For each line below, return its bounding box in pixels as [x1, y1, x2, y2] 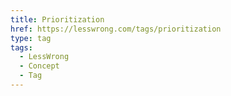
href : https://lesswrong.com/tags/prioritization [10, 24, 222, 34]
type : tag [10, 33, 52, 43]
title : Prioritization [10, 14, 105, 25]
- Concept [19, 61, 60, 71]
